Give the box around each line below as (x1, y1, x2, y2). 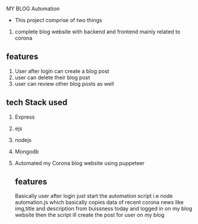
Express (14, 113, 35, 120)
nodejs (14, 136, 32, 144)
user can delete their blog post (14, 74, 90, 81)
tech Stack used (6, 98, 68, 108)
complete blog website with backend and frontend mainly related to (14, 28, 181, 35)
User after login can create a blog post (14, 67, 109, 74)
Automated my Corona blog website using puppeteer (14, 159, 144, 166)
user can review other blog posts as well (14, 80, 114, 87)
